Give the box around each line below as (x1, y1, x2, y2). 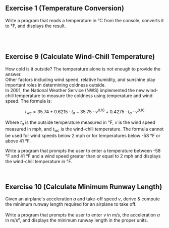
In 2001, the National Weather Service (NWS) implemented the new (5, 87, 145, 93)
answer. (5, 71, 22, 77)
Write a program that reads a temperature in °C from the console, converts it (5, 17, 164, 23)
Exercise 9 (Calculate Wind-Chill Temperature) (5, 52, 155, 61)
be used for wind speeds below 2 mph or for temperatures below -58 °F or (5, 132, 160, 138)
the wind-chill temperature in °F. (5, 158, 73, 164)
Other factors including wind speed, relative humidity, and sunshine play (5, 77, 155, 83)
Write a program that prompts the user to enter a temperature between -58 (5, 147, 161, 154)
